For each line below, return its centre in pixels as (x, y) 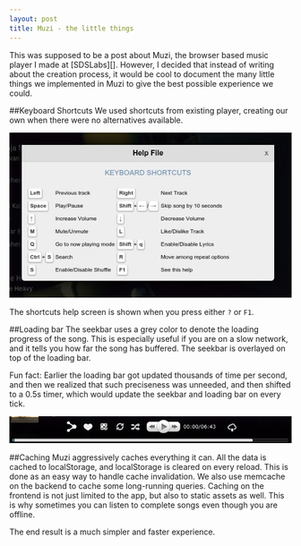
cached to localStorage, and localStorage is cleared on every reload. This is (149, 467)
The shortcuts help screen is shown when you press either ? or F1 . (132, 312)
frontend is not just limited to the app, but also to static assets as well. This (147, 496)
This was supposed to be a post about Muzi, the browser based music (139, 55)
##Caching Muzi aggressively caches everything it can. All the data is (138, 457)
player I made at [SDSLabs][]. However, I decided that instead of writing (142, 64)
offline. (22, 515)
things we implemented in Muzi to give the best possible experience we (142, 83)
